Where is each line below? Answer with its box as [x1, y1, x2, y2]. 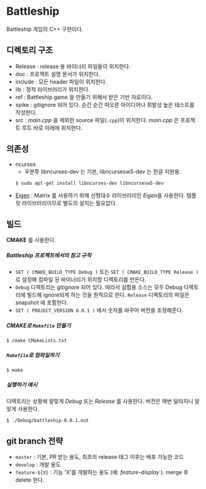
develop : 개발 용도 [15, 461, 61, 468]
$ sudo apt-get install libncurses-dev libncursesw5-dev [15, 180, 164, 186]
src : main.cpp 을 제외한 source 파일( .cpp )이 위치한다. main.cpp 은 [15, 116, 179, 123]
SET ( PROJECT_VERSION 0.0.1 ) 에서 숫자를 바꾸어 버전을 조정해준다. [15, 307, 184, 314]
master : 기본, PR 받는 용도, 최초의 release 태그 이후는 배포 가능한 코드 [15, 453, 184, 461]
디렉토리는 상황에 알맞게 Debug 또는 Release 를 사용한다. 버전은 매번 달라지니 [6, 397, 194, 405]
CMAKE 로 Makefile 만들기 [6, 321, 71, 329]
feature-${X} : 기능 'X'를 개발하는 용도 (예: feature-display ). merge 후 [15, 469, 189, 476]
